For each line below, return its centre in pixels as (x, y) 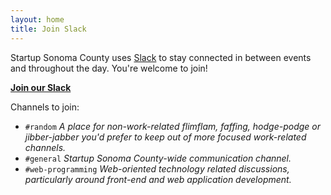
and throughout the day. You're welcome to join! (109, 68)
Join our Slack (41, 87)
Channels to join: (45, 107)
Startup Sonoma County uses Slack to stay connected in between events (161, 57)
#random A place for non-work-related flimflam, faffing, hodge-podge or (173, 126)
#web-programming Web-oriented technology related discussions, (157, 168)
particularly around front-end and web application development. (158, 179)
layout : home (37, 19)
